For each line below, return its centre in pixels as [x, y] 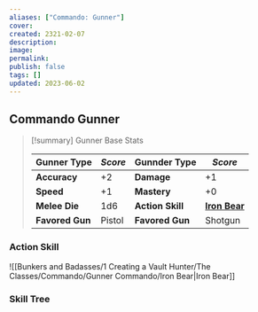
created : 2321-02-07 [47, 34]
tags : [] [25, 75]
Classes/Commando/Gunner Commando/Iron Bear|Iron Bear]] [122, 276]
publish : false [37, 67]
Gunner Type [63, 162]
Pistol [112, 221]
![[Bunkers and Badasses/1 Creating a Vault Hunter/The [110, 266]
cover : [21, 26]
